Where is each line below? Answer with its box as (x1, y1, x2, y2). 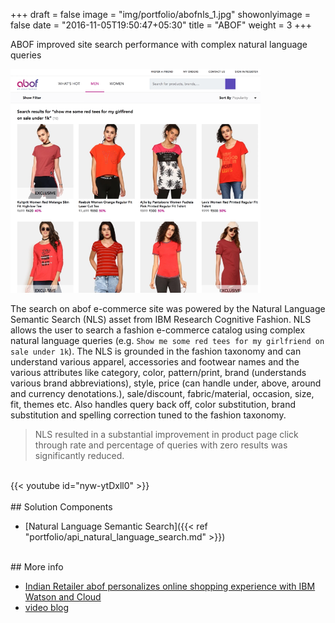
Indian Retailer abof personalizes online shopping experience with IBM (24, 580, 316, 593)
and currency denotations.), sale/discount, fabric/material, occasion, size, (10, 388, 315, 400)
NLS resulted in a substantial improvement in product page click (34, 429, 299, 441)
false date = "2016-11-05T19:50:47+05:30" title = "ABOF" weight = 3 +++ (10, 19, 313, 31)
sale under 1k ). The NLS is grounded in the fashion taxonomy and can (10, 345, 302, 358)
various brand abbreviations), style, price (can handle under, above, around (10, 377, 322, 389)
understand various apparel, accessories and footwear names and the (10, 356, 300, 368)
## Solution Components (10, 501, 113, 513)
